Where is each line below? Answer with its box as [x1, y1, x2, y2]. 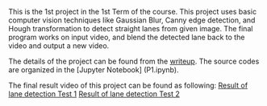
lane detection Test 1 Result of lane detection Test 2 [8, 89, 180, 99]
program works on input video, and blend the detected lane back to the [8, 32, 245, 42]
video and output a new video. [8, 41, 110, 51]
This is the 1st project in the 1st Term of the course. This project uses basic [8, 7, 257, 16]
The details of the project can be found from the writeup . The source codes [8, 56, 260, 66]
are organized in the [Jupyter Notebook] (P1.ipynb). [8, 65, 179, 75]
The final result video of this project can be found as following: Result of [8, 80, 248, 90]
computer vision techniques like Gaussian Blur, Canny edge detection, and [8, 15, 256, 25]
